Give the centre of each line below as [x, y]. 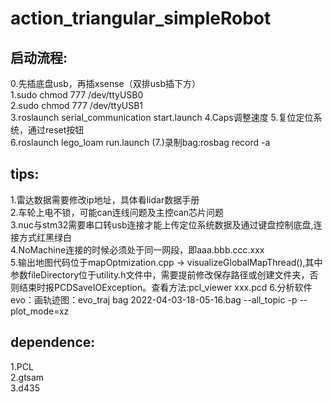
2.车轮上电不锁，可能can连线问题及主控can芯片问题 [117, 212]
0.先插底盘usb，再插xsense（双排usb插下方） [106, 83]
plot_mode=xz [40, 311]
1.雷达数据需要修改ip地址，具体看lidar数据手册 [105, 199]
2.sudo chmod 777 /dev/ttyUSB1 [77, 105]
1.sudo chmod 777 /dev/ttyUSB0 [77, 95]
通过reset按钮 [56, 130]
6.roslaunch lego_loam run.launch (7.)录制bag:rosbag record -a [140, 142]
